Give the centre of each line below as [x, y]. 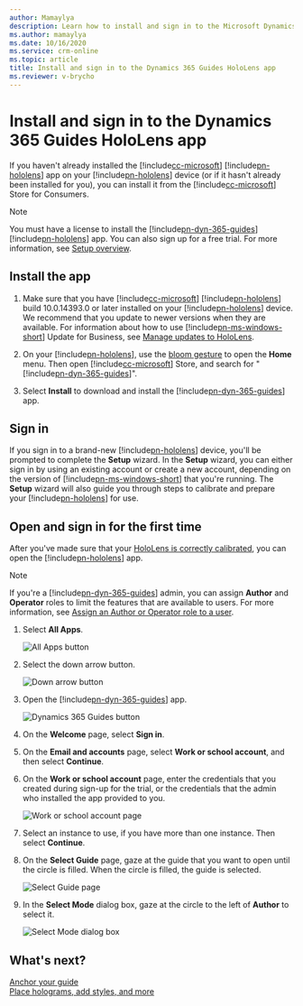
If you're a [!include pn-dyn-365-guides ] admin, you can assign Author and [149, 593]
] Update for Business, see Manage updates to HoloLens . [148, 337]
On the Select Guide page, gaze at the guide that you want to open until [156, 860]
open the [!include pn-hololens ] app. [76, 558]
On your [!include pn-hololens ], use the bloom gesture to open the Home [157, 354]
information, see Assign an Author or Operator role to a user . [122, 612]
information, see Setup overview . [71, 248]
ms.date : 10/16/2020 [48, 43]
